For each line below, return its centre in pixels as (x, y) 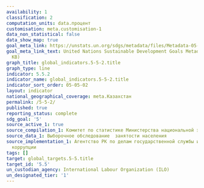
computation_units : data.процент (49, 23)
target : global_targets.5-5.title (50, 158)
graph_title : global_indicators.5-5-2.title (63, 62)
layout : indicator (29, 91)
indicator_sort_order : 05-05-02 (47, 86)
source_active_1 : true (35, 125)
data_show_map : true (32, 40)
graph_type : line (28, 68)
